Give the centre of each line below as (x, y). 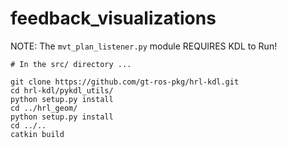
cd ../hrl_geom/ (44, 108)
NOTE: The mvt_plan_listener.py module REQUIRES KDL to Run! (144, 46)
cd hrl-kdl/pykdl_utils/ (62, 90)
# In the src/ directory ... (71, 64)
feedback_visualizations (113, 18)
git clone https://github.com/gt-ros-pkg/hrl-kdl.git (125, 82)
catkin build (37, 134)
